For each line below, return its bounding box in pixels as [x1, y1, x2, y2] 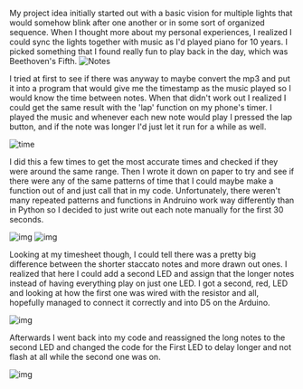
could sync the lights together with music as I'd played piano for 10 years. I [9, 36, 288, 47]
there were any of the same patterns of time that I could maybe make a [9, 176, 274, 186]
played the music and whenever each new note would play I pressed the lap [9, 112, 292, 122]
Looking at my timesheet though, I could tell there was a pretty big [9, 249, 256, 260]
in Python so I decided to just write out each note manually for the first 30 [9, 204, 284, 215]
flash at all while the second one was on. [9, 352, 161, 362]
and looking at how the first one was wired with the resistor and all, [9, 288, 260, 298]
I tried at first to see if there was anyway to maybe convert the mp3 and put [9, 73, 291, 84]
